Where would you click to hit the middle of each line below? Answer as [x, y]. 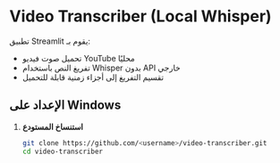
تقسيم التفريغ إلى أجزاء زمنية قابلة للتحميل [93, 77]
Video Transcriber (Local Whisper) [140, 16]
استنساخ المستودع [52, 126]
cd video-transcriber [62, 151]
